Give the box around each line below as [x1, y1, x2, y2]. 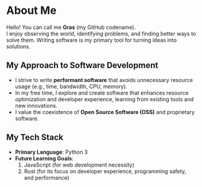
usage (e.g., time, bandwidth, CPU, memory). [14, 83, 128, 90]
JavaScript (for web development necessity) [24, 161, 134, 168]
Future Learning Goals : [14, 154, 74, 162]
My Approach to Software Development [6, 60, 159, 71]
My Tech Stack [6, 132, 63, 142]
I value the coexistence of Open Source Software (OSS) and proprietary [14, 108, 195, 115]
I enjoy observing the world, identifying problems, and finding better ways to [6, 30, 197, 37]
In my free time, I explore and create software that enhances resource [14, 89, 189, 97]
